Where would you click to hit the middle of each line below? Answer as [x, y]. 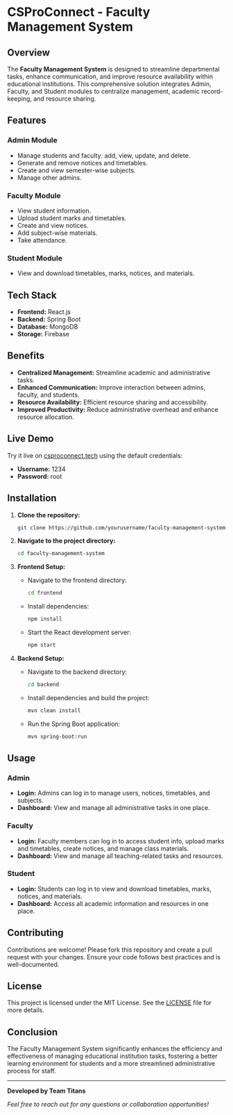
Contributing [35, 933]
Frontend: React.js [44, 312]
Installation [32, 498]
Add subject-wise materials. [57, 233]
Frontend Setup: [41, 567]
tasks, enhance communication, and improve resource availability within [110, 76]
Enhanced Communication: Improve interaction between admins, [111, 387]
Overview [29, 52]
